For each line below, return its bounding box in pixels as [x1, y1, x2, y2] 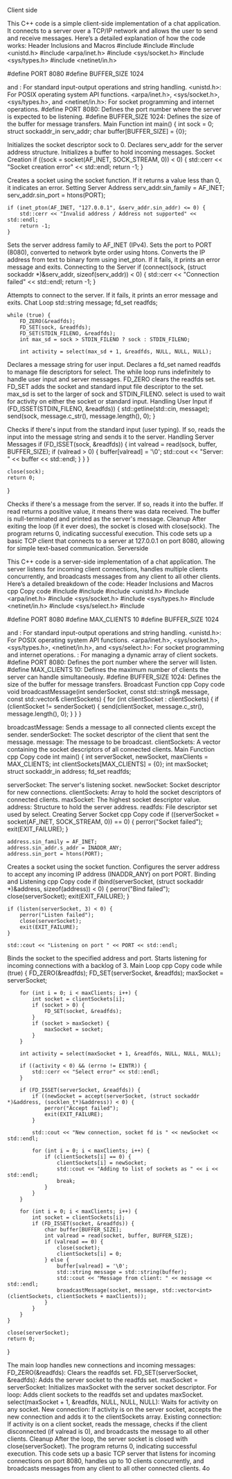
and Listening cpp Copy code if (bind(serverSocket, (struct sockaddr [7, 877, 204, 885]
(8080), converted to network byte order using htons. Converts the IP [7, 248, 206, 256]
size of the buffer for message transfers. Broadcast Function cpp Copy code [7, 680, 225, 689]
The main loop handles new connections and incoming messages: [7, 1361, 196, 1369]
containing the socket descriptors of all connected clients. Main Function [7, 745, 215, 753]
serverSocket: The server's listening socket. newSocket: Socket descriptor [7, 781, 220, 789]
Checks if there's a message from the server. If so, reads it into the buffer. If [7, 500, 224, 508]
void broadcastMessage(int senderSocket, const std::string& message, [7, 688, 210, 695]
